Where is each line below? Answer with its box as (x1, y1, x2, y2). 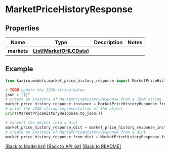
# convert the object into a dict (5, 120, 78, 125)
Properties (5, 24, 39, 33)
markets (8, 47, 28, 54)
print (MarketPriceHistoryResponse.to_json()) (5, 111, 103, 116)
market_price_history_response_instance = (5, 102, 96, 107)
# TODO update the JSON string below (5, 87, 85, 93)
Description (94, 39, 123, 46)
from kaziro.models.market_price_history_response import (5, 78, 130, 83)
